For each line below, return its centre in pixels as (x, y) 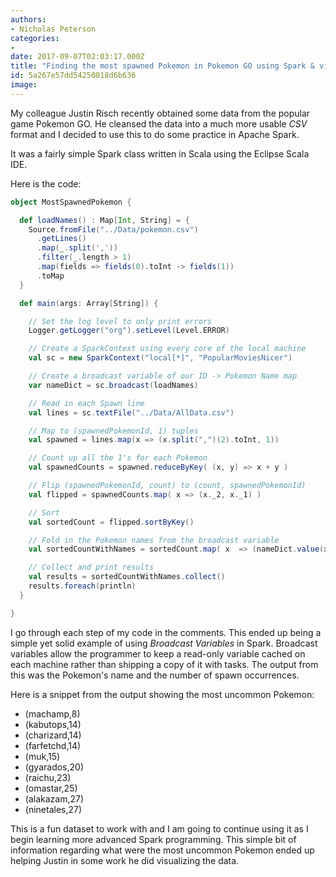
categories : (35, 38)
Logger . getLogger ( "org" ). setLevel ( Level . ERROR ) (129, 331)
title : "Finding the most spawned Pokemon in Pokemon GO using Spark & (162, 66)
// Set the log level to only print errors (120, 321)
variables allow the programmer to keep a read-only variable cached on (158, 653)
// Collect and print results (91, 567)
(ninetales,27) (53, 809)
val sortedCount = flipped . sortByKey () (111, 522)
